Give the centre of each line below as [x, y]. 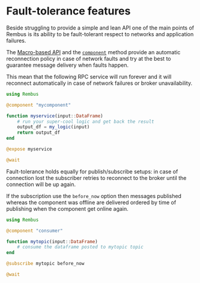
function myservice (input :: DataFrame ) [55, 116]
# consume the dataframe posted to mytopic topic [80, 247]
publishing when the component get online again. [68, 208]
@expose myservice [29, 149]
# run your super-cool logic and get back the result [86, 122]
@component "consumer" [35, 231]
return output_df [39, 133]
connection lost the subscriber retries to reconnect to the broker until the [96, 178]
